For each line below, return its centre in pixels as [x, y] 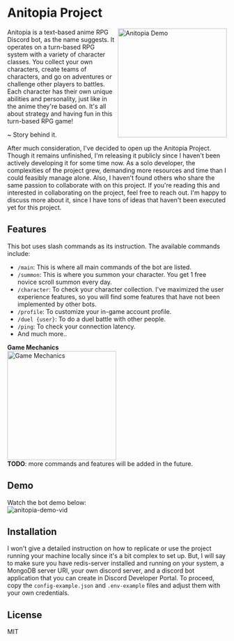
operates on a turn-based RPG [51, 47]
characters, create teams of [47, 69]
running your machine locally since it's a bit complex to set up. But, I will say [117, 556]
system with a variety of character [56, 54]
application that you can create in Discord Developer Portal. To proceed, [111, 578]
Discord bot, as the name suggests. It [61, 39]
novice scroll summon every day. [65, 282]
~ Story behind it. [32, 135]
